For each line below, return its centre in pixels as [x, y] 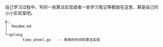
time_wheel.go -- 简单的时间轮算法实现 [62, 40]
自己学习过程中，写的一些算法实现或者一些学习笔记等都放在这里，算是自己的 [82, 7]
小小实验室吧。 [20, 13]
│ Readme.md [18, 26]
